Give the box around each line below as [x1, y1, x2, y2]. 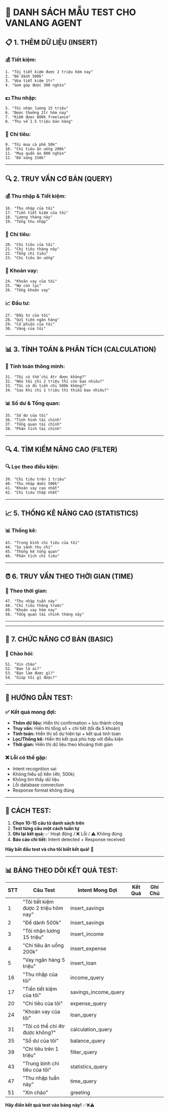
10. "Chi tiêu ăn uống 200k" [5, 147, 66, 152]
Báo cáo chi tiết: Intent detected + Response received [12, 836, 125, 842]
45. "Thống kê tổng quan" [5, 549, 59, 554]
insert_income [70, 931, 104, 938]
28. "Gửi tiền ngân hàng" [5, 317, 59, 322]
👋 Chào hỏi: [5, 650, 34, 657]
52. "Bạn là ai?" [5, 666, 42, 671]
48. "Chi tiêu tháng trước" [5, 603, 64, 608]
